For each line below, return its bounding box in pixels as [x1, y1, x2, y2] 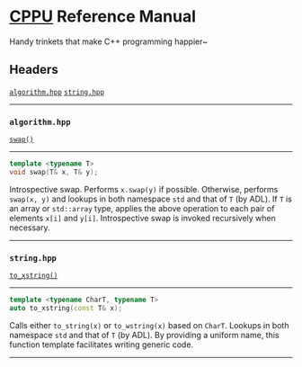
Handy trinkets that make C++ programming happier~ [9, 36, 209, 47]
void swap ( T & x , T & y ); [9, 167, 99, 176]
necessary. [9, 222, 51, 233]
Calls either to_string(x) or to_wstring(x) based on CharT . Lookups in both [9, 319, 289, 330]
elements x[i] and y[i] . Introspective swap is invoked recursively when [9, 212, 277, 223]
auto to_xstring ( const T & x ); [9, 303, 123, 312]
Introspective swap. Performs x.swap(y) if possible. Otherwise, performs [9, 183, 279, 194]
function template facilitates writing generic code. [9, 339, 194, 350]
